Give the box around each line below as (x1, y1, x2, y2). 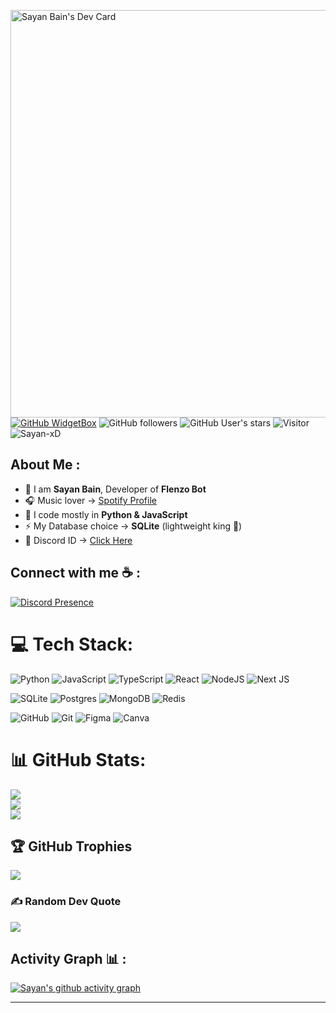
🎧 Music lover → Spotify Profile (24, 494, 157, 506)
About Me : (10, 456, 81, 474)
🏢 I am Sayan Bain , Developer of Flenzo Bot (24, 483, 207, 495)
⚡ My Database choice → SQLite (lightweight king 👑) (24, 520, 243, 532)
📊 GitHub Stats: (10, 748, 147, 771)
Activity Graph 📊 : (10, 951, 127, 967)
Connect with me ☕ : (10, 565, 141, 582)
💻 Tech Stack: (10, 633, 134, 655)
